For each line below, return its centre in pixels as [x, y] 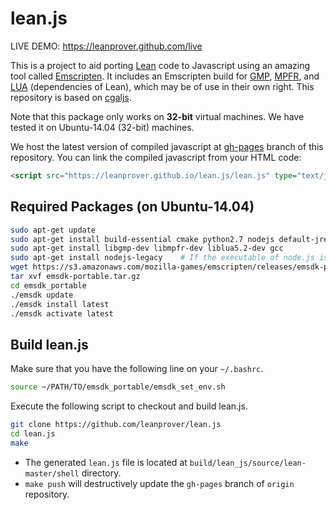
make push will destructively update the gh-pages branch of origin [159, 483]
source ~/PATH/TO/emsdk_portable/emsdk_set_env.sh [118, 387]
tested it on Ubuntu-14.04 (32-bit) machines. [102, 127]
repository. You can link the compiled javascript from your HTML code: [156, 157]
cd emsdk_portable [48, 285]
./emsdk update [42, 295]
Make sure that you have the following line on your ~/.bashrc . [137, 369]
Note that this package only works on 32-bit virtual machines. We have [157, 116]
